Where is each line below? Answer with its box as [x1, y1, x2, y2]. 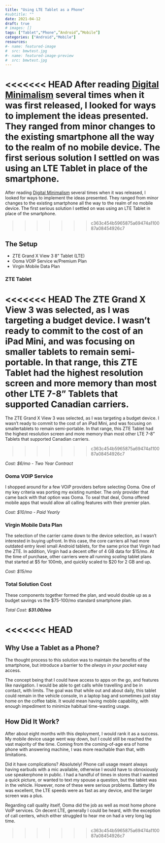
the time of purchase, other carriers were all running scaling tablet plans [5, 554, 152, 560]
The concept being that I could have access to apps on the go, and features [5, 677, 159, 683]
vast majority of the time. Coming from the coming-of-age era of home [5, 741, 149, 747]
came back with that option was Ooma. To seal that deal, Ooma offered [5, 495, 150, 500]
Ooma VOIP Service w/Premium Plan [12, 258, 87, 264]
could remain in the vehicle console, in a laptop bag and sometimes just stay [5, 692, 160, 698]
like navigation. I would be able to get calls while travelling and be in [5, 682, 143, 688]
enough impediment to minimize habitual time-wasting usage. [5, 703, 131, 709]
